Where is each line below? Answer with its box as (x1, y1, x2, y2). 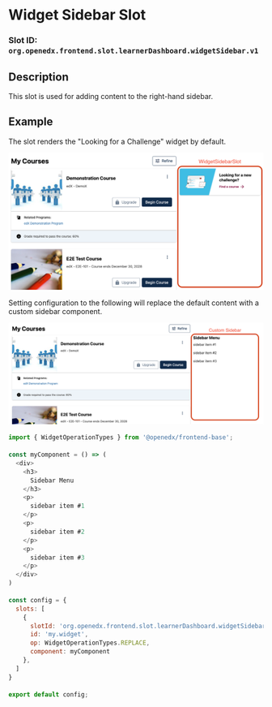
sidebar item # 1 (29, 502, 85, 511)
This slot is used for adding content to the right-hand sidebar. (8, 91, 213, 101)
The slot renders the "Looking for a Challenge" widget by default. (8, 136, 227, 146)
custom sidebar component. (8, 306, 103, 316)
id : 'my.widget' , (29, 631, 89, 639)
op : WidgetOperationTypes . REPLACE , (29, 639, 151, 647)
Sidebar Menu (29, 476, 74, 485)
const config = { (8, 596, 67, 604)
